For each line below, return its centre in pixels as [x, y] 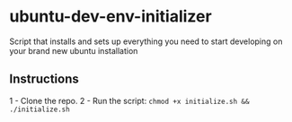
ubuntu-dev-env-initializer [111, 17]
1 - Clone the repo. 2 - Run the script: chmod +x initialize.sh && [129, 100]
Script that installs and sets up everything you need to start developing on [146, 41]
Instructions [44, 79]
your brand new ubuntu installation [74, 50]
